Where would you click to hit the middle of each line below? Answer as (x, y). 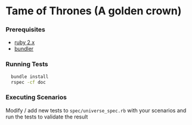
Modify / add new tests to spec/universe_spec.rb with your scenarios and (96, 110)
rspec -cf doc (28, 82)
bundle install (30, 76)
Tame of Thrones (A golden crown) (94, 11)
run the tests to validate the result (47, 117)
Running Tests (27, 64)
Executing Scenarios (36, 98)
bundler (24, 49)
